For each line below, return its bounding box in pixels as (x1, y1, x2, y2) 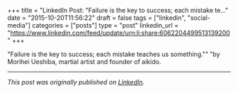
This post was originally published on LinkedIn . (7, 78, 145, 86)
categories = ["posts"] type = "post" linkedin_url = (31, 21, 179, 29)
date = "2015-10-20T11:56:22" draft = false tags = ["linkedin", (7, 13, 186, 22)
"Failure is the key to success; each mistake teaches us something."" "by (7, 50, 221, 58)
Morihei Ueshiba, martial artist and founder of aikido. (7, 58, 161, 66)
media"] (7, 21, 30, 29)
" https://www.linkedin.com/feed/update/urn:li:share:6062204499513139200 (7, 28, 230, 37)
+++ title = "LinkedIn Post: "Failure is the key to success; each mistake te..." (7, 6, 229, 14)
